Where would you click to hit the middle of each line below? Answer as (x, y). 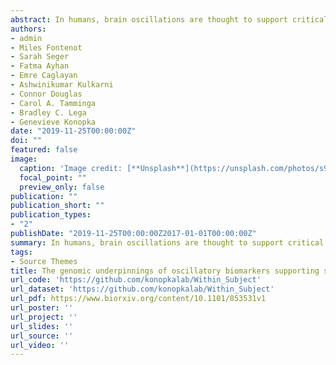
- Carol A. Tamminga (53, 103)
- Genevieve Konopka (53, 122)
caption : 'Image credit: (71, 168)
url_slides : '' (42, 326)
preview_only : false (62, 187)
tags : (21, 252)
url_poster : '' (42, 308)
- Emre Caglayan (44, 76)
